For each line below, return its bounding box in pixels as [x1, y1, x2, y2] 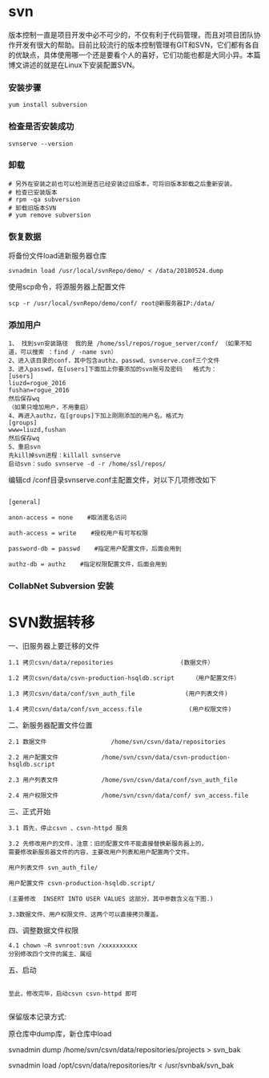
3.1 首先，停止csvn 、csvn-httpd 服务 [8, 824, 128, 832]
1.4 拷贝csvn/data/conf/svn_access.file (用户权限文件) [8, 706, 232, 714]
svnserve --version [8, 140, 74, 148]
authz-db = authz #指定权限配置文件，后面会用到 [8, 560, 167, 568]
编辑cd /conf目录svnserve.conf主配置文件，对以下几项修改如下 [8, 475, 217, 485]
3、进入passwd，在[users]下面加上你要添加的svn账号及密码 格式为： [8, 365, 218, 373]
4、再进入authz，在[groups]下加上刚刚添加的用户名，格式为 [8, 412, 184, 420]
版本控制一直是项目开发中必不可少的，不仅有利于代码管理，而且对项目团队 [8, 30, 254, 39]
